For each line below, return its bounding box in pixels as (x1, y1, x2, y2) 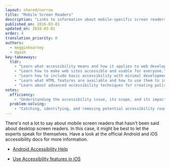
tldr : (10, 59, 22, 64)
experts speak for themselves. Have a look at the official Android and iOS (5, 131, 158, 137)
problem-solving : (10, 102, 47, 107)
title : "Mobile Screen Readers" (5, 12, 73, 17)
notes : (5, 87, 19, 93)
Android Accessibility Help (12, 146, 68, 152)
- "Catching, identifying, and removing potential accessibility (14, 106, 155, 111)
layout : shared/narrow (5, 7, 53, 13)
